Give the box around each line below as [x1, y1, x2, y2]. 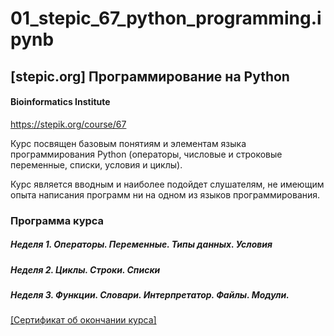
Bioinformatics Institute [10, 96, 111, 108]
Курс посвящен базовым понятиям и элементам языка [10, 137, 247, 149]
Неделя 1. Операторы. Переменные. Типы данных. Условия [10, 238, 273, 251]
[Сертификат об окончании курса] [10, 314, 157, 326]
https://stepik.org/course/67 [10, 118, 127, 130]
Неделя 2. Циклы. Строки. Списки [10, 263, 161, 276]
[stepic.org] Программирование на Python [10, 68, 290, 85]
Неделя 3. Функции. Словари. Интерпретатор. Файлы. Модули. [10, 289, 290, 301]
